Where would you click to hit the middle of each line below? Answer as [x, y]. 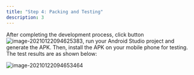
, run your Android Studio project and [129, 41]
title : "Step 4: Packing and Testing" [55, 12]
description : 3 [25, 17]
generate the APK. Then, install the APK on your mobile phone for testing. [97, 47]
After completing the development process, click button [75, 34]
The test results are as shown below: [52, 53]
